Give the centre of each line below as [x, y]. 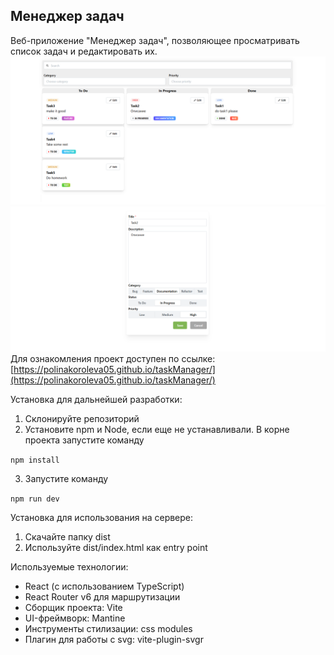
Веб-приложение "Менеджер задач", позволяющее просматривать [155, 40]
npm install [35, 460]
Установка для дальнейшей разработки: [96, 400]
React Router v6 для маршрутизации [102, 597]
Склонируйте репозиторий [82, 419]
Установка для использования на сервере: [102, 518]
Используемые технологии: [69, 567]
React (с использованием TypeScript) [104, 586]
